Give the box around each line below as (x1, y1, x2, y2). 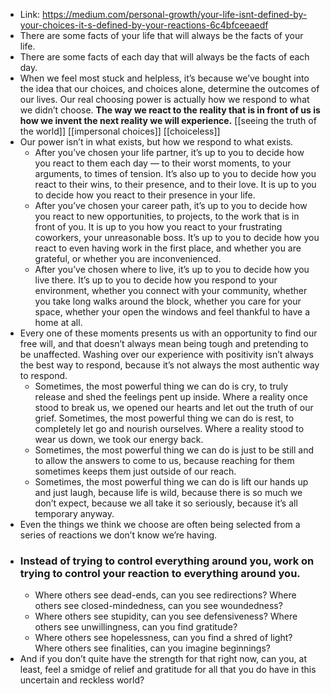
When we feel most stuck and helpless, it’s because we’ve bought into (19, 72, 310, 84)
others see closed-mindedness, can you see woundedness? (34, 600, 283, 612)
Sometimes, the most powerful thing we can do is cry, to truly (34, 380, 289, 392)
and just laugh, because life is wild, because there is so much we (34, 487, 303, 498)
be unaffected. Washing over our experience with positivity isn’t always (19, 349, 314, 360)
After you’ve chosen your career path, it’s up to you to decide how (34, 200, 308, 211)
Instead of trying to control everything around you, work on (19, 554, 315, 568)
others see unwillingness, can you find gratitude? (34, 621, 238, 633)
